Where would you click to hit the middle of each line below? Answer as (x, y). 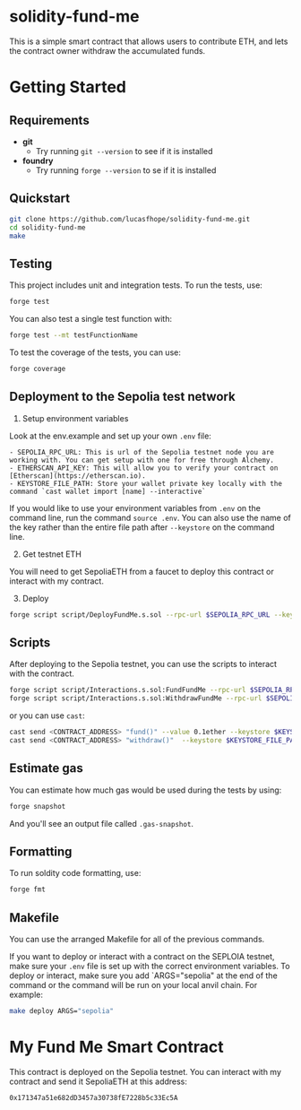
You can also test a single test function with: (91, 319)
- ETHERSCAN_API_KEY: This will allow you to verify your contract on (144, 468)
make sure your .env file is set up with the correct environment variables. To (150, 966)
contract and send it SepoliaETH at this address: (99, 1081)
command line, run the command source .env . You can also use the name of (150, 517)
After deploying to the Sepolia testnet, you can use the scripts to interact (143, 664)
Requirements (49, 120)
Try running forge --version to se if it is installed (126, 170)
